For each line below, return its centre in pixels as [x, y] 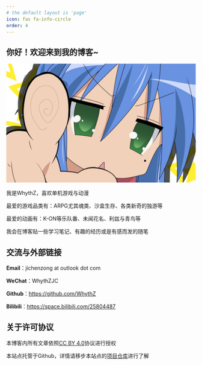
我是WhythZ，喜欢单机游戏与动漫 [47, 193]
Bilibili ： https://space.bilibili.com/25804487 [61, 306]
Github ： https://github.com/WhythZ [51, 294]
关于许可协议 [30, 327]
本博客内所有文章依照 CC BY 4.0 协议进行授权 [61, 343]
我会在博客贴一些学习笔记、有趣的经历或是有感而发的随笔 [77, 232]
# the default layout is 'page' [47, 13]
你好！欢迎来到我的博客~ [53, 52]
